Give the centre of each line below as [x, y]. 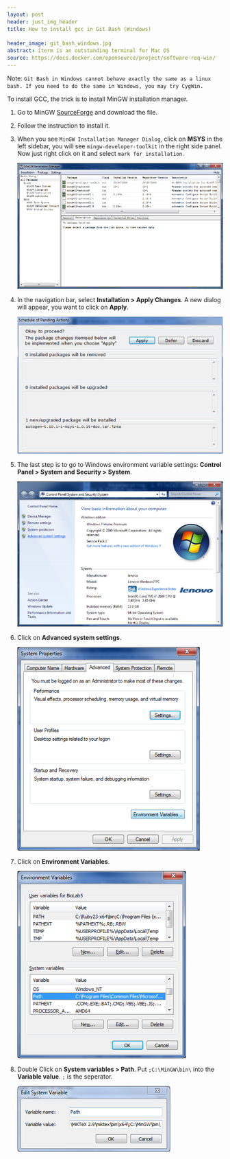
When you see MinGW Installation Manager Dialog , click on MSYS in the [120, 139]
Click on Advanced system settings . [69, 638]
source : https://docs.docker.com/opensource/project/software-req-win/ [111, 58]
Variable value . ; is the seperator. [65, 1077]
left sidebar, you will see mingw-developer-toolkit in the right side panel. [119, 146]
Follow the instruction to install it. [63, 125]
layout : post [26, 14]
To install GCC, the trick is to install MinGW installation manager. [98, 99]
